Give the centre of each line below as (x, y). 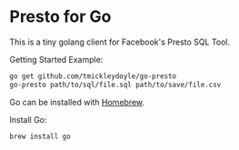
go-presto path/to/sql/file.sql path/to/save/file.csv (115, 85)
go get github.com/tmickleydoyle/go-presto (93, 76)
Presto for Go (60, 17)
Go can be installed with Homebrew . (77, 102)
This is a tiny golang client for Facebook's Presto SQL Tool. (120, 42)
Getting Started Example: (56, 59)
